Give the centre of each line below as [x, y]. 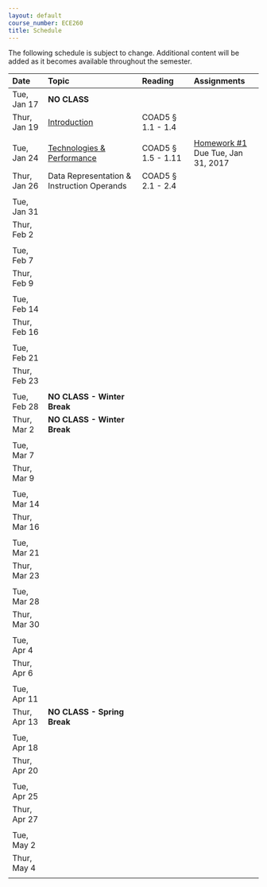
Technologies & [76, 148]
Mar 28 [26, 601]
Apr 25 [25, 796]
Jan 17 [25, 104]
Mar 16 [26, 527]
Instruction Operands [87, 186]
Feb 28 [25, 407]
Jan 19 [25, 127]
